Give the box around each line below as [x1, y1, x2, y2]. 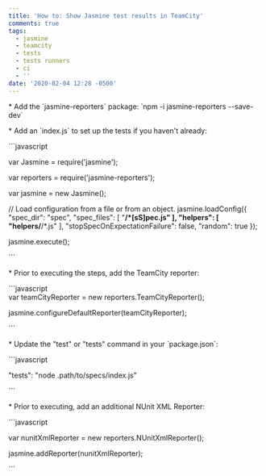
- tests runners [15, 57, 70, 65]
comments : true [8, 19, 60, 27]
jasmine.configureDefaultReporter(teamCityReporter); [8, 307, 187, 317]
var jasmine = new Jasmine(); [8, 188, 107, 198]
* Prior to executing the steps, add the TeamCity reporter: [8, 268, 200, 278]
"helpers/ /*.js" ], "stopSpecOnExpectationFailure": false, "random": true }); [8, 221, 258, 231]
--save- [227, 102, 254, 111]
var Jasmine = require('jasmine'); [8, 157, 118, 166]
